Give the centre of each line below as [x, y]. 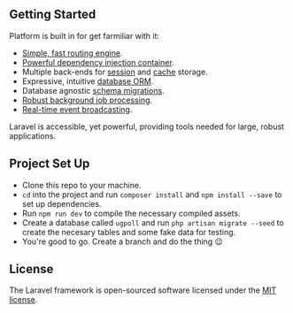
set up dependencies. [62, 203]
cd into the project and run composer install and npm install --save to [152, 195]
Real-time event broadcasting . [77, 109]
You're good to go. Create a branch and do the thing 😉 [122, 241]
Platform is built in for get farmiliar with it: [85, 35]
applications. [32, 135]
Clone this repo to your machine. [81, 185]
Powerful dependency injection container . [98, 62]
